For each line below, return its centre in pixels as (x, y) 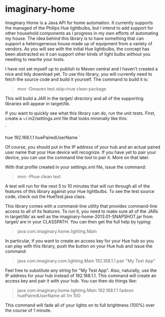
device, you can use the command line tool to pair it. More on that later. (77, 157)
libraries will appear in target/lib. (38, 103)
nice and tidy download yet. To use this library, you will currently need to (79, 74)
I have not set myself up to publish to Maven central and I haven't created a (82, 69)
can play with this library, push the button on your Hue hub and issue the (79, 246)
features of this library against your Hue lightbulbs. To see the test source (80, 191)
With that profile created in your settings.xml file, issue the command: (76, 167)
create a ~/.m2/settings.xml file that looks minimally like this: (66, 118)
